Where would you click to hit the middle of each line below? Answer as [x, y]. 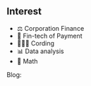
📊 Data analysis [40, 51]
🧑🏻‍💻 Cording [35, 43]
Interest [24, 12]
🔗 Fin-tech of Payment [49, 36]
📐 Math [27, 61]
